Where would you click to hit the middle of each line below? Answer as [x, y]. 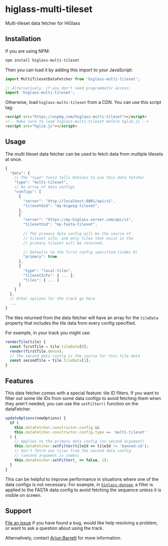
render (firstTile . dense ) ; [37, 351]
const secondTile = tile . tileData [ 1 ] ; [50, 361]
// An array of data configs [45, 187]
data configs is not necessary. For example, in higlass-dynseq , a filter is [79, 484]
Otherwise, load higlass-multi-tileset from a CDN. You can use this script [83, 102]
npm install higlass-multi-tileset [42, 60]
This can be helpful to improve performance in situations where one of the [82, 479]
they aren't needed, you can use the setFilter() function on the [72, 403]
